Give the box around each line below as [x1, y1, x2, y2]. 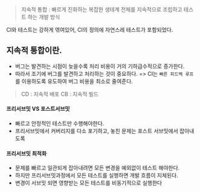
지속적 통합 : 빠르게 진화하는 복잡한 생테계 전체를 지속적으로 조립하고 [21, 6, 182, 13]
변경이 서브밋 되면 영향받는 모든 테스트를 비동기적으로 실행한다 [15, 179, 162, 187]
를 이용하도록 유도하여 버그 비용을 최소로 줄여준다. [15, 78, 133, 85]
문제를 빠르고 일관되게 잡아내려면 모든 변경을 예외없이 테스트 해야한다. [15, 164, 180, 172]
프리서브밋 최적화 [6, 150, 47, 157]
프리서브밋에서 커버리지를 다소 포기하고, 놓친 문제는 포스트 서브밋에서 [15, 128, 178, 135]
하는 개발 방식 [27, 13, 60, 20]
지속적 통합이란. [6, 45, 62, 56]
